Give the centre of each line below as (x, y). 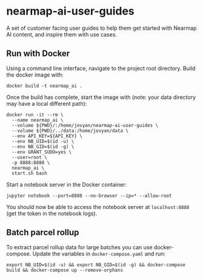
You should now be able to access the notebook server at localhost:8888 (98, 207)
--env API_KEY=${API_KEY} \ (47, 136)
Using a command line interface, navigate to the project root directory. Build (101, 68)
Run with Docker (38, 54)
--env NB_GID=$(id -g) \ (43, 146)
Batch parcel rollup (43, 232)
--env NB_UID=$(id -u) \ (43, 141)
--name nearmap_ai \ (38, 120)
